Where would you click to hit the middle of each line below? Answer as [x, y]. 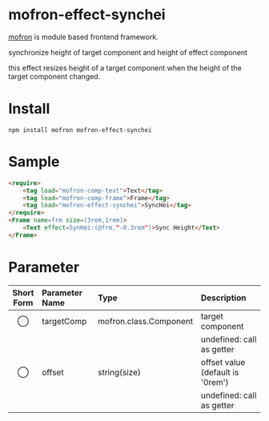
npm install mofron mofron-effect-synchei [80, 130]
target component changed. [54, 76]
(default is [220, 372]
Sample [34, 162]
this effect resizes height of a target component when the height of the [125, 68]
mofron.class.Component [145, 321]
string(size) [119, 372]
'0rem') [215, 382]
